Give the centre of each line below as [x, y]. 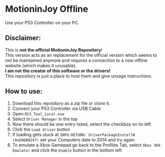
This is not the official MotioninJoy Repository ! [54, 50]
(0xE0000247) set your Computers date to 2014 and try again [73, 140]
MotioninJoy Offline [47, 9]
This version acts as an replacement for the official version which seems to [81, 55]
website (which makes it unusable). [41, 65]
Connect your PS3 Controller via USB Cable [56, 108]
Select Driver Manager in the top [45, 119]
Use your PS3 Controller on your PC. [42, 23]
